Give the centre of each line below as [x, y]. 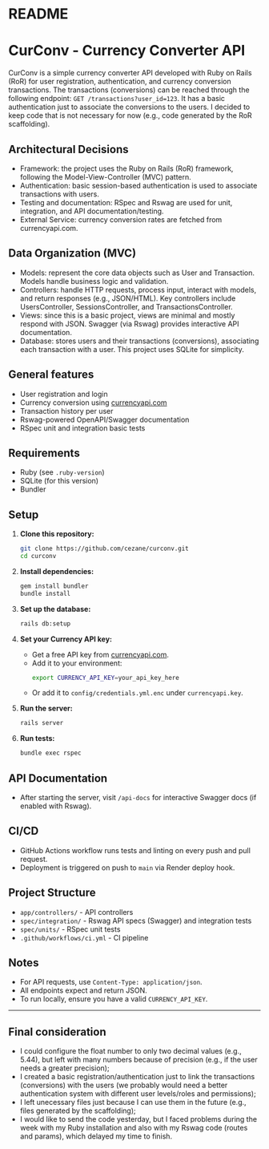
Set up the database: [55, 609]
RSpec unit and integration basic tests [82, 428]
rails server [42, 723]
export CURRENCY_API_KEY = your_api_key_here [106, 678]
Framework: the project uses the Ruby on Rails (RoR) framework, [126, 168]
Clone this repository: [57, 534]
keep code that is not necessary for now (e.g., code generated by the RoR [130, 115]
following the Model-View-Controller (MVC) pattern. [106, 176]
